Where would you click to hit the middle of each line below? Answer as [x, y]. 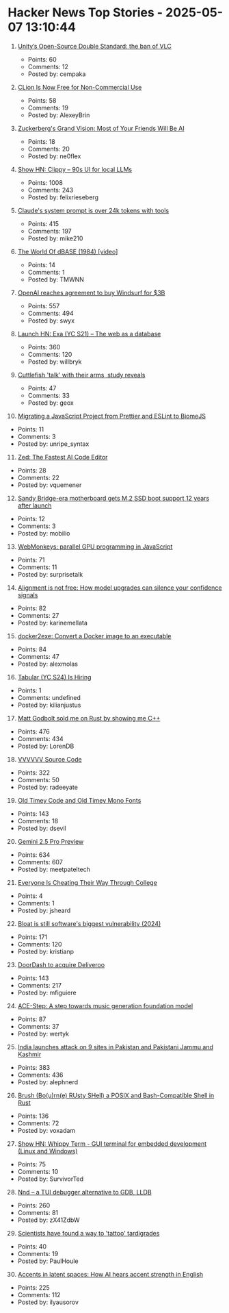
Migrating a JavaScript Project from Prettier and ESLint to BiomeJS [111, 416]
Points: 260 [34, 1205]
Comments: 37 [38, 1026]
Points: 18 [41, 141]
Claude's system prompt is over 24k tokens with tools [93, 210]
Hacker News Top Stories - [85, 13]
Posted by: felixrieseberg [63, 197]
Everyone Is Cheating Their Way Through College [87, 882]
